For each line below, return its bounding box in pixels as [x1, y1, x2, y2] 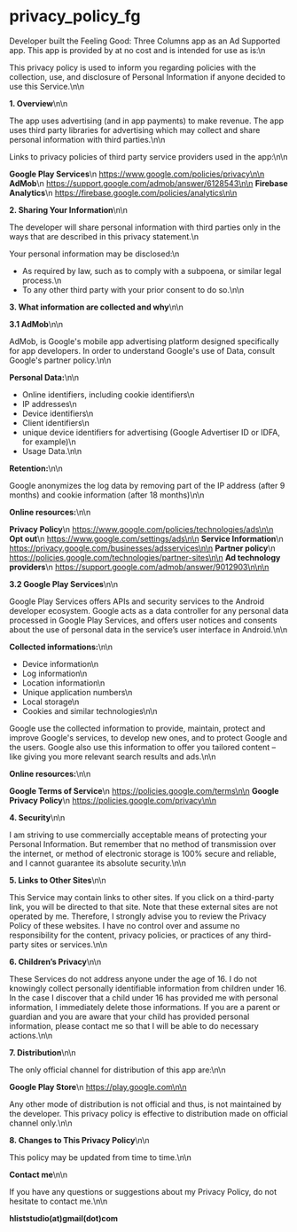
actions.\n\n [9, 1030, 53, 1040]
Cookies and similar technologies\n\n [21, 705, 158, 716]
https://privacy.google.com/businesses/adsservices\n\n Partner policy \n [9, 543, 277, 553]
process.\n [21, 275, 62, 286]
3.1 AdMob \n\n [9, 318, 64, 329]
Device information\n [21, 658, 99, 669]
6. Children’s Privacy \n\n [9, 956, 102, 967]
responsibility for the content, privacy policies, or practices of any [9, 930, 250, 940]
